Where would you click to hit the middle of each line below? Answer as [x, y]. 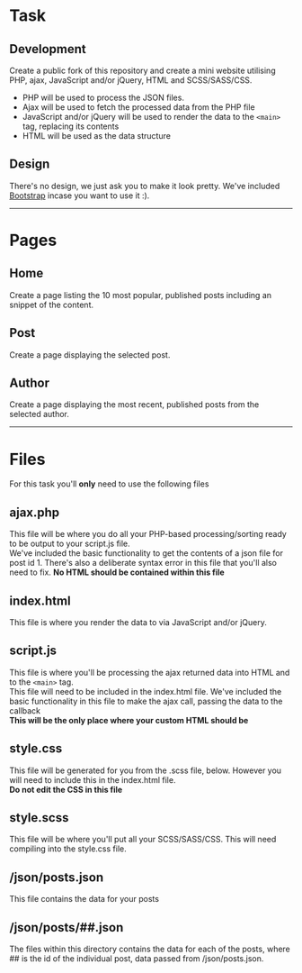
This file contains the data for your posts [84, 899]
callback [25, 710]
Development [48, 49]
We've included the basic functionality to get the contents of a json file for [146, 553]
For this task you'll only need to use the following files [109, 484]
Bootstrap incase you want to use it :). [80, 196]
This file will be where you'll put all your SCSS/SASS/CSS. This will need [143, 840]
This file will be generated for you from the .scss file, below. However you [145, 770]
